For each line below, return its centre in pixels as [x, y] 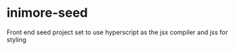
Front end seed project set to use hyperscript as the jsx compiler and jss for [117, 32]
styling [16, 39]
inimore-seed [47, 13]
